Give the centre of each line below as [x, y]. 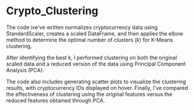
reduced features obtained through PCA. [56, 100]
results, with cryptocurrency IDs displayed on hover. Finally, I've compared [97, 88]
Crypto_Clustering [52, 11]
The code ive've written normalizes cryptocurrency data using [82, 27]
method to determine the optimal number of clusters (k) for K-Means [90, 40]
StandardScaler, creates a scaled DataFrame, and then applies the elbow [95, 33]
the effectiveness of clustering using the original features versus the [89, 94]
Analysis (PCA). [25, 70]
